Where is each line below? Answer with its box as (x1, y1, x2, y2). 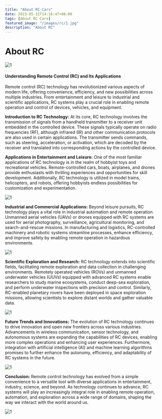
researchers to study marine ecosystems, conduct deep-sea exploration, (5, 279, 151, 285)
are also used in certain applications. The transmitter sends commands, (5, 134, 148, 141)
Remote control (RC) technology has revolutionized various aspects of (5, 84, 145, 90)
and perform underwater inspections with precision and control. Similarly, (5, 285, 151, 290)
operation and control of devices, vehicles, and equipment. (5, 105, 122, 111)
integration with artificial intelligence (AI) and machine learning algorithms (5, 345, 152, 351)
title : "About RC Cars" (5, 7, 53, 12)
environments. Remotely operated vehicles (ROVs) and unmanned (5, 269, 136, 275)
